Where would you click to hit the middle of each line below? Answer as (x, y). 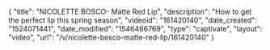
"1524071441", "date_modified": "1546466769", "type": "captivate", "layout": (135, 29)
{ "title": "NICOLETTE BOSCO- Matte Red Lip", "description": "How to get (130, 12)
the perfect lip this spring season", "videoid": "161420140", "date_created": (133, 20)
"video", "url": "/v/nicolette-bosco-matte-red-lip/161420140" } (112, 37)
